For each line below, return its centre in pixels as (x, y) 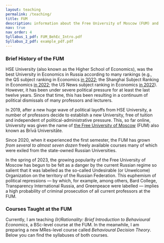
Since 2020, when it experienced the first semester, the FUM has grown (78, 140)
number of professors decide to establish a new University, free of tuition (79, 115)
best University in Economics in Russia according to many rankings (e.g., (79, 74)
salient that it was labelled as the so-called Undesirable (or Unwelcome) (78, 170)
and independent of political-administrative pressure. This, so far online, (78, 120)
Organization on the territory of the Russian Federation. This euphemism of (81, 176)
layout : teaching (23, 10)
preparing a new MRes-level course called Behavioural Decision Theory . (78, 230)
